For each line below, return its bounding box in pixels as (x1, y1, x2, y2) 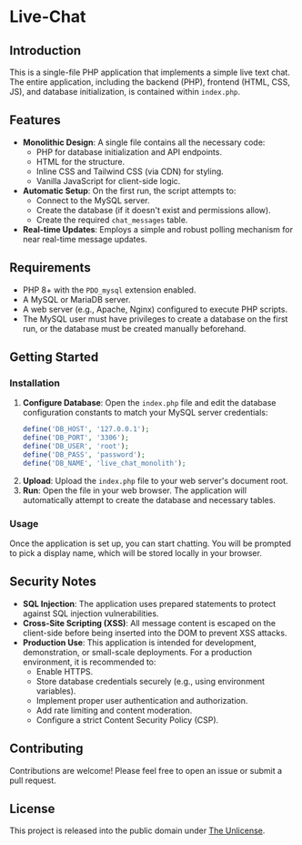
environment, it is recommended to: (22, 656, 156, 667)
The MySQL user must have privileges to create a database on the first (22, 313, 288, 325)
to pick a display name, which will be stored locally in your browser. (9, 547, 262, 558)
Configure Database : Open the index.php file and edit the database (22, 397, 277, 408)
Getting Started (9, 349, 99, 366)
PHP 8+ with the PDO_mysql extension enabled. (22, 284, 196, 295)
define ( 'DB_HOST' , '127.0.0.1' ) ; (22, 425, 150, 434)
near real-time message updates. (22, 233, 147, 244)
